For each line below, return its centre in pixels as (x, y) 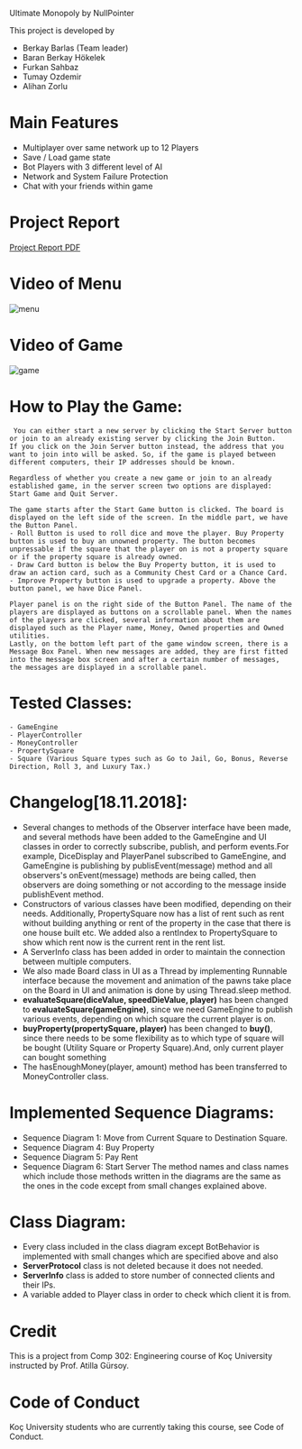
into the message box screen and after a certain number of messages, (145, 659)
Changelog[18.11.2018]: (98, 802)
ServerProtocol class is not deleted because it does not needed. (143, 1266)
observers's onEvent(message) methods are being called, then (139, 875)
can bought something (64, 1057)
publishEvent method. (63, 894)
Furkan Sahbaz (50, 67)
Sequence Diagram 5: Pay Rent (80, 1157)
